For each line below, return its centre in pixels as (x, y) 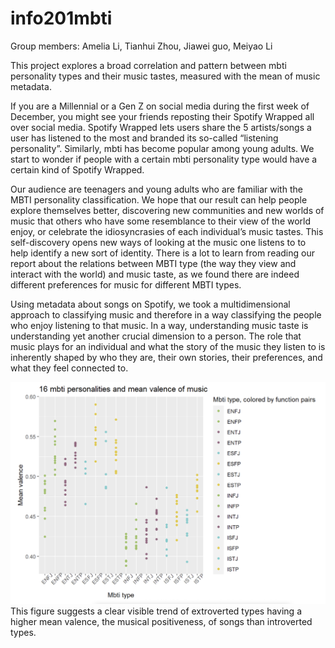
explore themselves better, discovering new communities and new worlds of (167, 210)
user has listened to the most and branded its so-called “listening (144, 138)
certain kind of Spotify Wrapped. (77, 169)
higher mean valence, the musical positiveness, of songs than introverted (161, 622)
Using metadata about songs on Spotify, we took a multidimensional (150, 304)
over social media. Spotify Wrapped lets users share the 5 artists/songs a (161, 127)
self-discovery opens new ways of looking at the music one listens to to (158, 242)
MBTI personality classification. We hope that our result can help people (159, 199)
